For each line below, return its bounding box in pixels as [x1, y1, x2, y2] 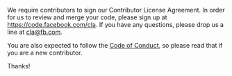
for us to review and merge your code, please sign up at [7, 13, 168, 21]
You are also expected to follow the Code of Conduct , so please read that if [7, 41, 223, 49]
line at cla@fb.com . [7, 28, 63, 36]
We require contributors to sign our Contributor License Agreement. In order [7, 6, 225, 14]
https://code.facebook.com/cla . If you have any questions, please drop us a [7, 21, 224, 28]
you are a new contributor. [7, 48, 83, 57]
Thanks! [7, 62, 31, 70]
